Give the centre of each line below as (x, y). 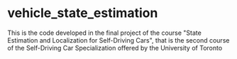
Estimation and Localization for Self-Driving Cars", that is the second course (118, 40)
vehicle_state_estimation (83, 13)
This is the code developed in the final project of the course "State (105, 33)
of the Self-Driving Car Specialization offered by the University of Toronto (115, 48)
